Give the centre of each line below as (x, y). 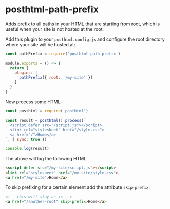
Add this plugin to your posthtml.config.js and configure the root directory (85, 39)
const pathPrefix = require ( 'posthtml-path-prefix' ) (63, 54)
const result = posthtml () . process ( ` (46, 120)
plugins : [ (26, 73)
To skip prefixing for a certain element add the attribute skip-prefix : (78, 187)
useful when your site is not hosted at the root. (55, 29)
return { (19, 68)
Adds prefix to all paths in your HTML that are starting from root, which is (83, 24)
